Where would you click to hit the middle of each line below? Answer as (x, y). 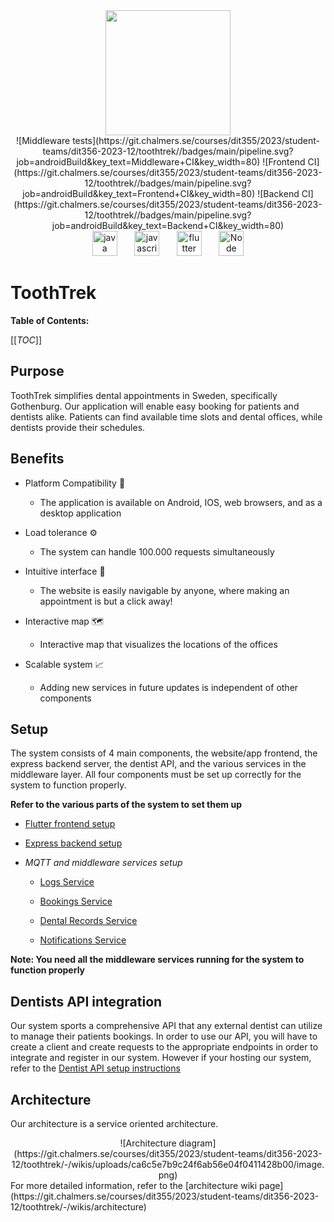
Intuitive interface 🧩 (65, 571)
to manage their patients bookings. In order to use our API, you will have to (164, 1036)
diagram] (197, 1143)
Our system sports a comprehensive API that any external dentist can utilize (166, 1026)
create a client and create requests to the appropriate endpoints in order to (164, 1047)
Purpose (37, 371)
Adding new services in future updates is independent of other (169, 687)
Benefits (37, 459)
